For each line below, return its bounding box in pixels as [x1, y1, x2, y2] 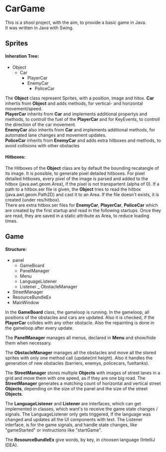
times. [5, 218, 18, 224]
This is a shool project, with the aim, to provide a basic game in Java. [5, 19, 147, 25]
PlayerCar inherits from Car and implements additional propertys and [5, 111, 148, 117]
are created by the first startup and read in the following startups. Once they [5, 207, 162, 213]
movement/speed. [5, 106, 43, 112]
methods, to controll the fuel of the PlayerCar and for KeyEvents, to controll [5, 116, 160, 122]
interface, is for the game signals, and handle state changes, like [5, 422, 138, 428]
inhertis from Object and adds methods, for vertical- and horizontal [5, 100, 143, 106]
